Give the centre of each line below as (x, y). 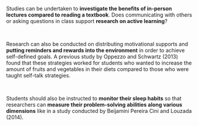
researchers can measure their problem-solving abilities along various (94, 105)
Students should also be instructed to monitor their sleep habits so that (94, 98)
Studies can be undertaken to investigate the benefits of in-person (89, 9)
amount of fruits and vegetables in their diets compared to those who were (98, 69)
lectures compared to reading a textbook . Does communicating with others (99, 15)
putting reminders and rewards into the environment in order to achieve (95, 50)
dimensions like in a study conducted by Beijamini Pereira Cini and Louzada (99, 111)
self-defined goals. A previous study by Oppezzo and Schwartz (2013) (92, 56)
